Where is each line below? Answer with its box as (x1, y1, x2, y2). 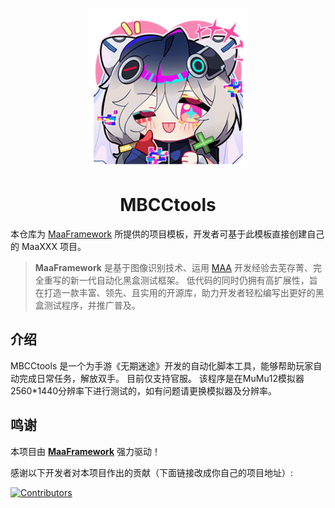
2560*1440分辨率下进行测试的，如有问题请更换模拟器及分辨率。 (10, 384, 278, 397)
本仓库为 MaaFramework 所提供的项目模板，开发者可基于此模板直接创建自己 (10, 228, 325, 240)
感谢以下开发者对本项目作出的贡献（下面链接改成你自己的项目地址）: (10, 466, 294, 478)
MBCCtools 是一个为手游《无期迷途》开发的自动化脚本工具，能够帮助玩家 (10, 359, 314, 372)
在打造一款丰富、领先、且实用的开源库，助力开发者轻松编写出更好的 (34, 286, 316, 298)
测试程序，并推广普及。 (43, 299, 141, 311)
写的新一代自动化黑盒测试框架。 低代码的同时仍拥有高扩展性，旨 (52, 274, 318, 286)
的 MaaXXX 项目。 (10, 240, 87, 252)
